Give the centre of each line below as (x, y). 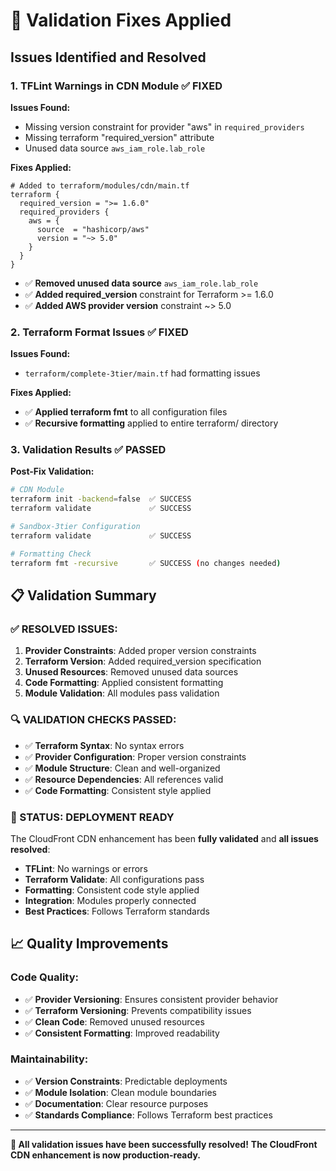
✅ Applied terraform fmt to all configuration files (126, 412)
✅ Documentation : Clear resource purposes (116, 1103)
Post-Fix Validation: (52, 471)
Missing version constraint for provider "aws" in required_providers (164, 126)
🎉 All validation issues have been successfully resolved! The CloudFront (164, 1144)
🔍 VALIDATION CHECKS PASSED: (93, 720)
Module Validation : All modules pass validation (122, 693)
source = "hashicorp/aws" (93, 229)
